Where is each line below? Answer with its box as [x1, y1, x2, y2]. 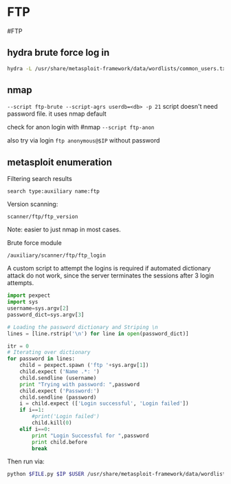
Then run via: [7, 457, 45, 465]
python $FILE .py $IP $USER [7, 471, 85, 478]
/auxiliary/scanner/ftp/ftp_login [7, 252, 107, 259]
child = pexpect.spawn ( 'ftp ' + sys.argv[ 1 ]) [19, 362, 149, 369]
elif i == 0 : [19, 425, 51, 432]
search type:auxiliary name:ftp [7, 188, 100, 195]
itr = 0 [7, 342, 30, 350]
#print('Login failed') [32, 413, 100, 420]
